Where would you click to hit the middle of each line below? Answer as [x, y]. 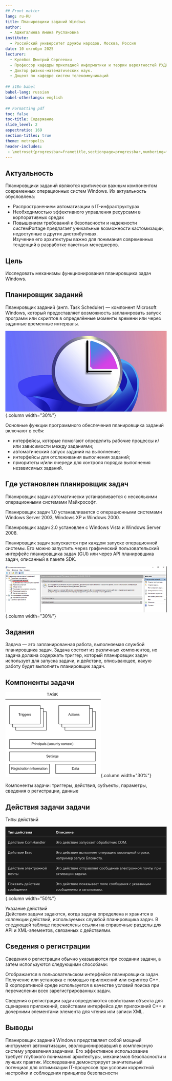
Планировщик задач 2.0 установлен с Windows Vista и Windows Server [83, 527]
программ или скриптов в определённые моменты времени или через [83, 318]
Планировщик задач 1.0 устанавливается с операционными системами [84, 512]
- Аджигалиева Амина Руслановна [45, 33]
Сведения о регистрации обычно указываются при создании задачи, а [83, 959]
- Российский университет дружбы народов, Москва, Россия [73, 44]
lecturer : [16, 54]
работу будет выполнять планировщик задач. [56, 666]
